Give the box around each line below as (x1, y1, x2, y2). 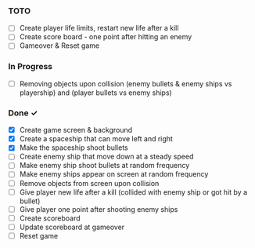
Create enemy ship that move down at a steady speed (19, 151, 194, 162)
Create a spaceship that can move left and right (19, 134, 174, 144)
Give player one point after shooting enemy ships (19, 204, 178, 213)
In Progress (8, 61, 53, 72)
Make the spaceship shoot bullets (19, 143, 129, 152)
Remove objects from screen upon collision (19, 178, 160, 188)
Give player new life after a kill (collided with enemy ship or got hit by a (19, 187, 248, 197)
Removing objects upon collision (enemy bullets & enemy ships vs (19, 78, 232, 88)
